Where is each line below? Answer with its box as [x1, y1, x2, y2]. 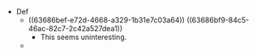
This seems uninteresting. [40, 32, 127, 42]
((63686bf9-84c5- [186, 15, 250, 25]
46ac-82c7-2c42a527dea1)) [28, 24, 123, 33]
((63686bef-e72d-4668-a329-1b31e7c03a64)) [28, 15, 185, 25]
